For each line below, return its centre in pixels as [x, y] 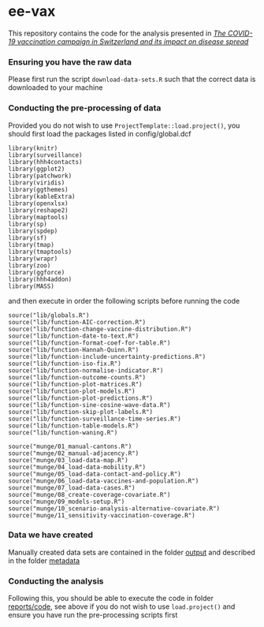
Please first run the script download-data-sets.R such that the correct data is [132, 79]
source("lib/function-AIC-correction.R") [77, 322]
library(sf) [28, 238]
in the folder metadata [44, 560]
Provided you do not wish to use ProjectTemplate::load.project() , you [124, 125]
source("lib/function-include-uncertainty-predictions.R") [107, 356]
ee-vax [32, 11]
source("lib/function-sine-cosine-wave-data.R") [89, 405]
